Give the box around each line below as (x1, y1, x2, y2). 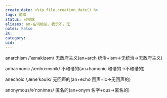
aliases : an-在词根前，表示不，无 (5, 21, 70, 27)
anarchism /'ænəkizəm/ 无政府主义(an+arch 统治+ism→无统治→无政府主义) (5, 55, 163, 61)
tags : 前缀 (5, 12, 27, 17)
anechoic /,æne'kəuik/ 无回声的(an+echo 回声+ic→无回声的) (5, 76, 131, 82)
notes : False (5, 26, 33, 31)
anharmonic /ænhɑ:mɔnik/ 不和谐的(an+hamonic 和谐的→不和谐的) (5, 65, 145, 71)
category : (5, 36, 26, 41)
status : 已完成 (5, 17, 35, 22)
